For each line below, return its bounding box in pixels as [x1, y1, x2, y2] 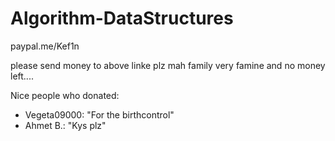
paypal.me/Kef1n [10, 40, 80, 52]
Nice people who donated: [10, 89, 120, 101]
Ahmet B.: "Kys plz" [24, 119, 107, 131]
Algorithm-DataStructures [10, 7, 234, 30]
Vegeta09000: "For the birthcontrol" [24, 108, 175, 121]
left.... [10, 70, 34, 82]
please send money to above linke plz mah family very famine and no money [10, 59, 326, 71]
